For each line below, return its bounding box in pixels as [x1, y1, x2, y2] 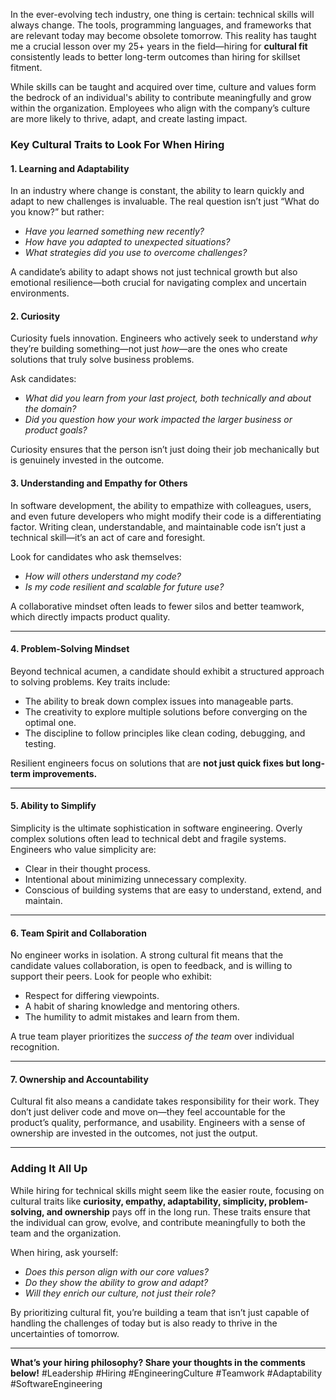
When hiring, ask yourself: [10, 1246, 119, 1258]
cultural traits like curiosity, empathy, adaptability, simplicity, [10, 1195, 267, 1207]
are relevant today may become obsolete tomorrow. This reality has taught [10, 30, 317, 41]
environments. [10, 287, 70, 299]
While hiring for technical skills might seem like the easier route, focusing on [10, 1184, 325, 1196]
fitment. [10, 62, 43, 73]
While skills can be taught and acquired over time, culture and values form [10, 81, 317, 93]
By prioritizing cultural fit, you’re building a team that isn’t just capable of [10, 1306, 310, 1318]
